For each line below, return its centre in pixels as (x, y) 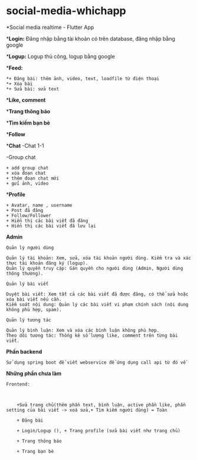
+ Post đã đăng (25, 210)
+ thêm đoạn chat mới (33, 178)
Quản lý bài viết (27, 284)
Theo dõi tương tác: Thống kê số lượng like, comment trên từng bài (92, 335)
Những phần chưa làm (34, 373)
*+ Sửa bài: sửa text (33, 89)
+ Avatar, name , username (39, 205)
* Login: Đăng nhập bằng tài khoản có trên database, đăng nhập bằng (91, 38)
